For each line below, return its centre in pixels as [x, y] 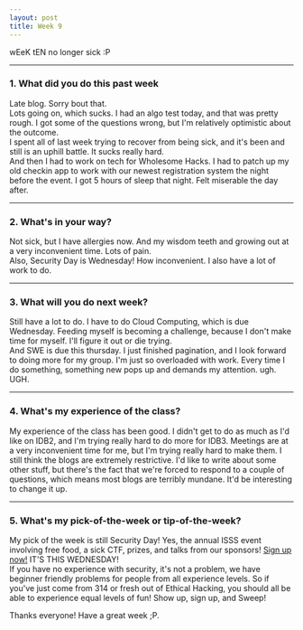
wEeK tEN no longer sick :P [60, 52]
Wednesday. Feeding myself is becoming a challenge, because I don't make [150, 332]
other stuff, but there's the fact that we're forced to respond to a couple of [147, 469]
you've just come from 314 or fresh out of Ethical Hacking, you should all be [150, 588]
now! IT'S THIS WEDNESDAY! [64, 559]
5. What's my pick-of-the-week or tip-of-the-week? [125, 521]
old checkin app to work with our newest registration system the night [139, 170]
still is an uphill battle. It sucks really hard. [87, 151]
